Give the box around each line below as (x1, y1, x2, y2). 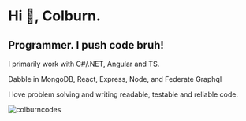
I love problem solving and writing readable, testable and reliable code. (8, 90, 239, 99)
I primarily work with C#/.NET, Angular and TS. (8, 59, 160, 68)
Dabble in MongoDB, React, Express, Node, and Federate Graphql (8, 75, 222, 83)
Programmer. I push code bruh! (8, 38, 164, 52)
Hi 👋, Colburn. (8, 7, 101, 25)
